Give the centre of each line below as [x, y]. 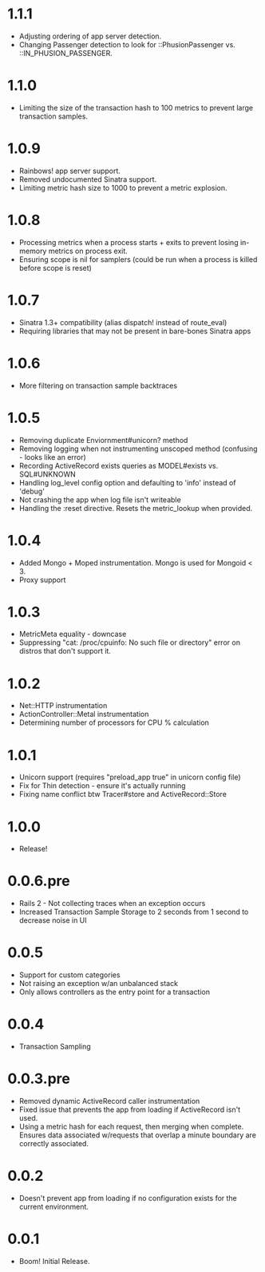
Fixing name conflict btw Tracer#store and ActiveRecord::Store [123, 795]
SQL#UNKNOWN [47, 474]
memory [33, 251]
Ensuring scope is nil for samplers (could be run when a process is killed [138, 259]
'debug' [32, 491]
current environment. [54, 1206]
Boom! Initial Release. [54, 1261]
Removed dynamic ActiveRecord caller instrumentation [109, 1101]
